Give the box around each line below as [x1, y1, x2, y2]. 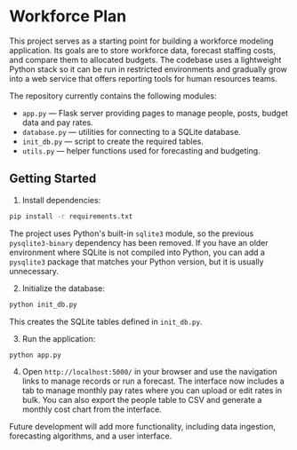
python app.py [9, 351, 62, 359]
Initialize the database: [21, 282, 105, 294]
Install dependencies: [21, 194, 101, 205]
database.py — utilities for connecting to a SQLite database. [21, 126, 242, 137]
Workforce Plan [9, 6, 127, 27]
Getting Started [9, 171, 97, 186]
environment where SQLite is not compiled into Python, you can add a [9, 247, 265, 257]
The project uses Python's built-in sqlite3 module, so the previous [9, 228, 254, 239]
